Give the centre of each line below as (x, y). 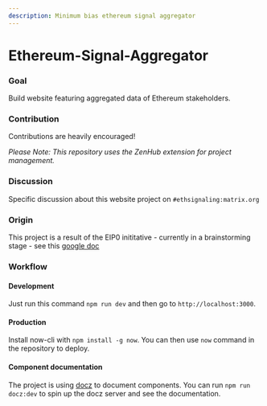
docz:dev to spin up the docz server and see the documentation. (115, 393)
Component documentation (55, 367)
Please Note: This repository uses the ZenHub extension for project (120, 152)
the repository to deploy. (49, 349)
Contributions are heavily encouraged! (72, 137)
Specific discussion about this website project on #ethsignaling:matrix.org (134, 199)
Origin (21, 219)
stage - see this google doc (54, 246)
